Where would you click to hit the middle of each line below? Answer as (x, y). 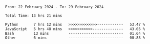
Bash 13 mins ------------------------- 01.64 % (75, 33)
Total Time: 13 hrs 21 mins (34, 15)
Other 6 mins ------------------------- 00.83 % (75, 38)
